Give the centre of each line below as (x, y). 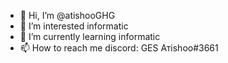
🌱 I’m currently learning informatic (90, 36)
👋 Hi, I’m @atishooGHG (67, 15)
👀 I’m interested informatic (74, 26)
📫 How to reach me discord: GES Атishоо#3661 (119, 48)
